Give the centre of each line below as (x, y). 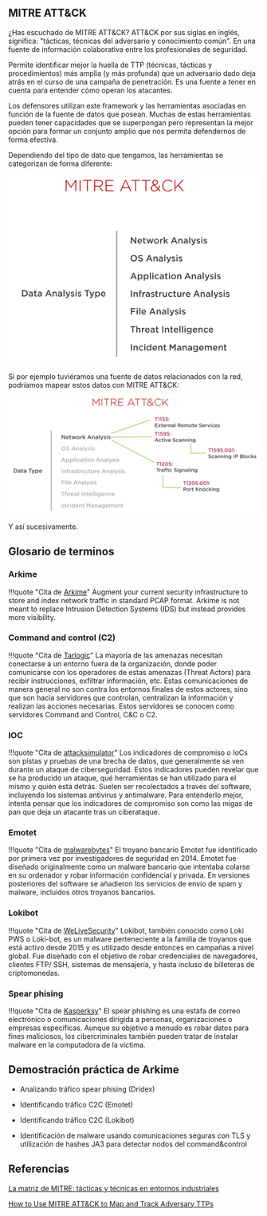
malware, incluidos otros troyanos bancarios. (82, 892)
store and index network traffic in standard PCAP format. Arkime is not (124, 600)
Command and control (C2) (62, 638)
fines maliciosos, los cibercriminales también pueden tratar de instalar (124, 1036)
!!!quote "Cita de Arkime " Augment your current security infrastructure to (128, 592)
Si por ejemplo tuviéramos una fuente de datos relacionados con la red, (126, 376)
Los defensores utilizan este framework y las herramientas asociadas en (127, 105)
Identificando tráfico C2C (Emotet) (77, 1104)
